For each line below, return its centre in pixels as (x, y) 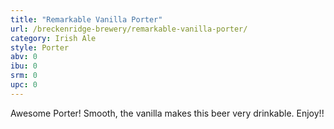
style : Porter (40, 47)
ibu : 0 (24, 66)
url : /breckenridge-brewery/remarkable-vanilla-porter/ (129, 29)
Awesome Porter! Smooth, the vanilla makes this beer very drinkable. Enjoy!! (167, 113)
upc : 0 (24, 85)
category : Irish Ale (53, 38)
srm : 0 (24, 76)
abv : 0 (24, 57)
